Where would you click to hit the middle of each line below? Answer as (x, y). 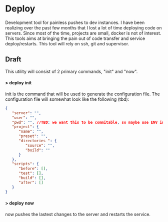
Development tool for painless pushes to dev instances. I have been (75, 22)
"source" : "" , (40, 145)
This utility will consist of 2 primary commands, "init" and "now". (71, 71)
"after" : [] (31, 183)
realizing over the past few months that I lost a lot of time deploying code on (83, 27)
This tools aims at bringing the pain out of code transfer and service (75, 38)
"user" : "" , (24, 118)
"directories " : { (37, 141)
